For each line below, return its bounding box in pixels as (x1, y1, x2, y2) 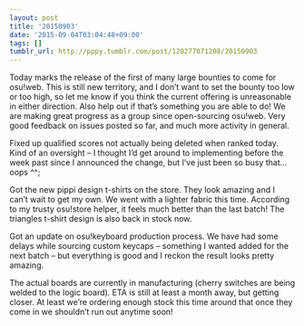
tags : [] (9, 38, 43, 48)
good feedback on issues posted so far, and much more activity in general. (9, 120, 289, 132)
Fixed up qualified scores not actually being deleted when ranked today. (9, 138, 279, 149)
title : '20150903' (9, 22, 79, 31)
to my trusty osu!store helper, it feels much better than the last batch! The (9, 203, 285, 214)
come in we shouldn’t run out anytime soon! (9, 306, 174, 318)
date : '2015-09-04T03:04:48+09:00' (9, 30, 144, 39)
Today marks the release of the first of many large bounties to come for (9, 72, 277, 83)
